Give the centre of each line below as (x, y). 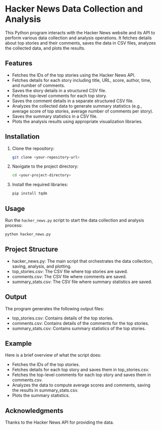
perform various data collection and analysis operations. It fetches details (78, 38)
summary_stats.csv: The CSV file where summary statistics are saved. (82, 282)
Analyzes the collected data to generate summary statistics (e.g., (77, 106)
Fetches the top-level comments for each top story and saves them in (81, 375)
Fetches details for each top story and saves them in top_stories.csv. (80, 370)
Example (18, 343)
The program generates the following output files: (55, 308)
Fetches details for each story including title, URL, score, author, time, (82, 80)
